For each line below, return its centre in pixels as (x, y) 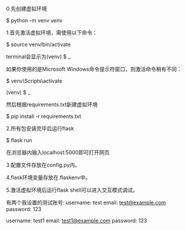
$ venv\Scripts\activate (34, 81)
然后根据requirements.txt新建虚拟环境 (52, 104)
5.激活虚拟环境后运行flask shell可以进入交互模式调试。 (72, 190)
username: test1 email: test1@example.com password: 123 (77, 221)
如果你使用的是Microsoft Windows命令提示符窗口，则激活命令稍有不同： (94, 69)
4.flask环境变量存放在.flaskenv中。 (49, 178)
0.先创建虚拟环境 (26, 9)
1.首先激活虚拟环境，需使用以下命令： (52, 32)
